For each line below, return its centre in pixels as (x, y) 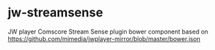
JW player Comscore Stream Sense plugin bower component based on (108, 32)
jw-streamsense (55, 13)
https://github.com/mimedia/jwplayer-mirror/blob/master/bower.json (104, 38)
